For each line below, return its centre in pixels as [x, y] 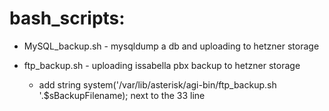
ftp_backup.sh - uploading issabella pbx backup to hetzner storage [162, 65]
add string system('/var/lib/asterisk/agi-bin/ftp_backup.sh [157, 84]
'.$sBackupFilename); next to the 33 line [122, 95]
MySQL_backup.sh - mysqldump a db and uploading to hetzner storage [171, 46]
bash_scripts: [67, 18]
